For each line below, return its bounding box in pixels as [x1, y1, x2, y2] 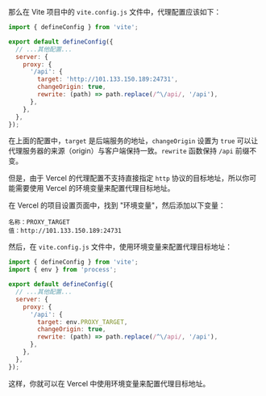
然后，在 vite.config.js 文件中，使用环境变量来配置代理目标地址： [8, 242, 233, 252]
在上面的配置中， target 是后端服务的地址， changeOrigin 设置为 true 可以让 [8, 136, 259, 145]
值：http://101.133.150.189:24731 [8, 227, 123, 235]
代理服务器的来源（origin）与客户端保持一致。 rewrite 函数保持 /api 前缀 [8, 146, 250, 156]
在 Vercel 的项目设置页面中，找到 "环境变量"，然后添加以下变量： [8, 200, 226, 210]
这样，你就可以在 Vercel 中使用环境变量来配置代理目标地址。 [8, 378, 210, 388]
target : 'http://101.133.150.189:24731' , [37, 75, 179, 83]
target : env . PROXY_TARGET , [37, 318, 128, 326]
